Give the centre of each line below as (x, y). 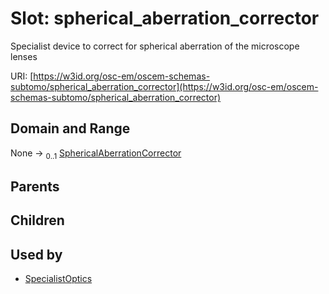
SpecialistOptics (58, 279)
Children (37, 220)
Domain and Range (70, 128)
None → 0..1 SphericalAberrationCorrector (96, 154)
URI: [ (22, 76)
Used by (36, 254)
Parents (35, 186)
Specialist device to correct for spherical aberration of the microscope (155, 46)
